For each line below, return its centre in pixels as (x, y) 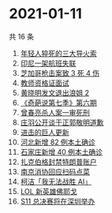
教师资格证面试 (45, 83)
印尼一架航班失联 (48, 63)
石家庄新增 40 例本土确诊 (62, 151)
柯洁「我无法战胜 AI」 (56, 181)
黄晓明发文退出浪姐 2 (55, 92)
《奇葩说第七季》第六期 (58, 103)
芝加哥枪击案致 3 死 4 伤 (60, 73)
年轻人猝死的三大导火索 (58, 53)
